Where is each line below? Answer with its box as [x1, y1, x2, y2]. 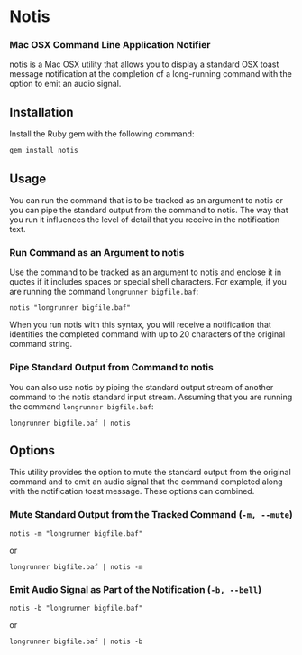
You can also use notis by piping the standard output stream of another [9, 381, 274, 392]
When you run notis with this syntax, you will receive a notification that [9, 319, 272, 331]
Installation [9, 104, 74, 119]
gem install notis [9, 146, 78, 155]
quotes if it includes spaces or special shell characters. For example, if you [9, 276, 287, 287]
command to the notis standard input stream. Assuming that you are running [9, 391, 293, 402]
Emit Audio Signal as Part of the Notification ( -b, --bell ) [9, 583, 262, 595]
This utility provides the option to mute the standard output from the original [9, 467, 291, 478]
